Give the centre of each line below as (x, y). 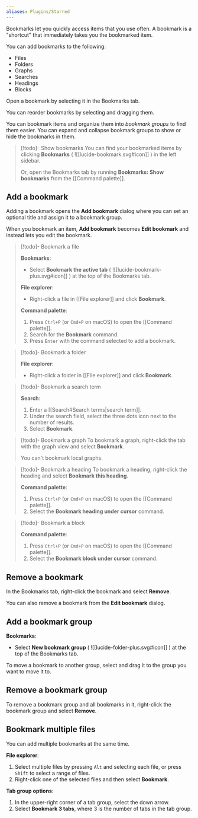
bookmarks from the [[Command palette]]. (73, 178)
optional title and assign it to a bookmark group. (64, 218)
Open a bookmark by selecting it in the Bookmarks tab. (73, 101)
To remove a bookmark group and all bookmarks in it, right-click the (89, 704)
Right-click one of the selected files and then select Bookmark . (92, 779)
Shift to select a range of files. (52, 773)
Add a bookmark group (49, 621)
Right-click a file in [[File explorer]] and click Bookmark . (98, 299)
